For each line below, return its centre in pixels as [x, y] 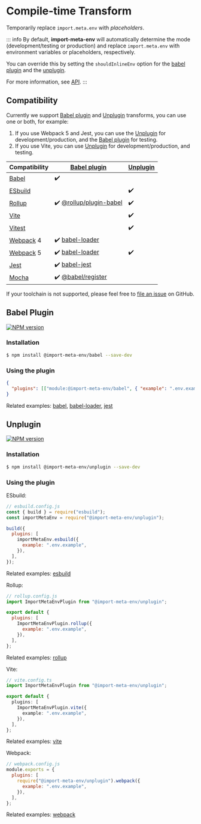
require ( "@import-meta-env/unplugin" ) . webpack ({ [79, 781]
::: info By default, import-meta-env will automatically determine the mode [98, 39]
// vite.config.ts [29, 680]
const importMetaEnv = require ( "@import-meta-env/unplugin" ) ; [85, 518]
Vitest [17, 228]
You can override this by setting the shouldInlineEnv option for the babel [96, 64]
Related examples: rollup [36, 657]
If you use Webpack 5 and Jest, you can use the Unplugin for [90, 133]
